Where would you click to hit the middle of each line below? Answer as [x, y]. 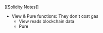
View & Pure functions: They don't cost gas [55, 16]
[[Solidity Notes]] [22, 7]
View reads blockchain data [47, 21]
